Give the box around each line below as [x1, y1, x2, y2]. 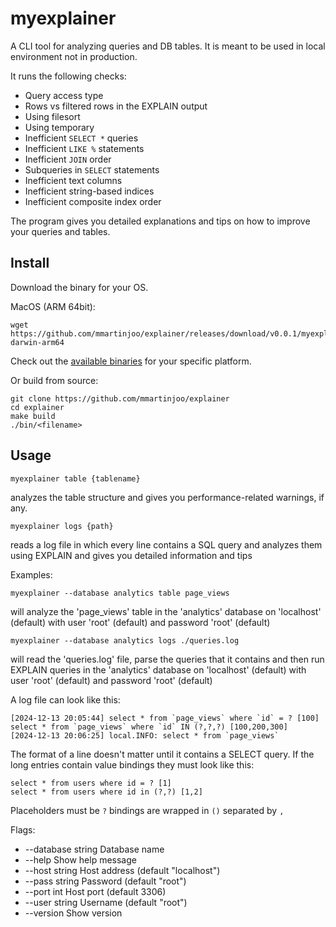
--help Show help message [24, 853, 137, 866]
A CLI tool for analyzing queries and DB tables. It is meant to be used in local [10, 40, 326, 52]
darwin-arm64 [10, 337, 65, 347]
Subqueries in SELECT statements [24, 163, 160, 176]
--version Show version [24, 907, 123, 919]
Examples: [10, 568, 53, 581]
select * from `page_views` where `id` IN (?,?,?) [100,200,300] [10, 722, 288, 732]
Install [10, 255, 50, 272]
